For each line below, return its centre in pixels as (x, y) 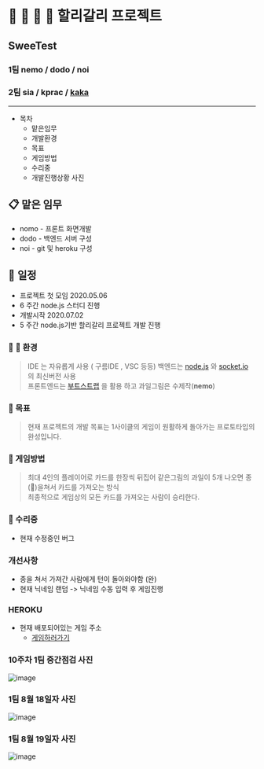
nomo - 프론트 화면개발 (55, 228)
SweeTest (33, 45)
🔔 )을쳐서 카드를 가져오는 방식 (75, 488)
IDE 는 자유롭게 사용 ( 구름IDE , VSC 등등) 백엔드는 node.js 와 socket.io (138, 366)
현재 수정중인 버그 (47, 538)
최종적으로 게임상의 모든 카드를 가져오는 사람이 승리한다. (114, 497)
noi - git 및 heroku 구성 (56, 248)
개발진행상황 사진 (58, 177)
